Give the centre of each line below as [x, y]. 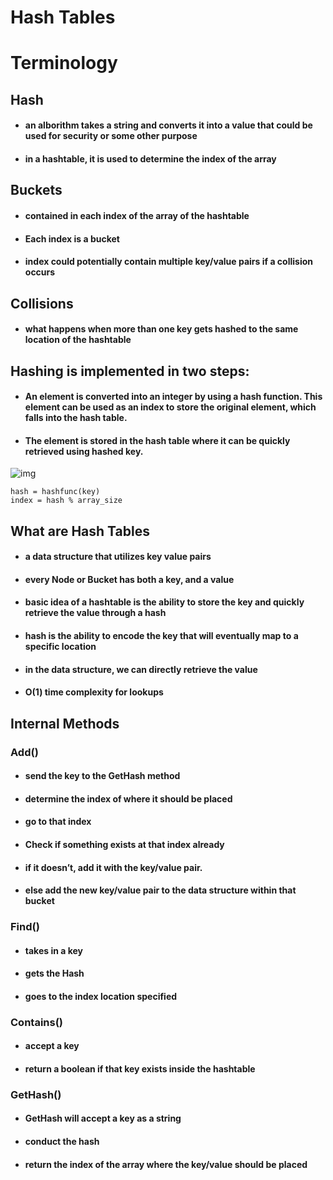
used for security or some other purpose [111, 136]
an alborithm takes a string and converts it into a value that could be [168, 125]
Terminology [64, 63]
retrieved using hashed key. [84, 451]
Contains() [37, 1022]
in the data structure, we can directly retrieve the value [141, 669]
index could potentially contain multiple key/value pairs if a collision [168, 262]
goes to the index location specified [101, 996]
